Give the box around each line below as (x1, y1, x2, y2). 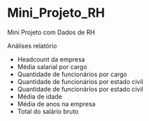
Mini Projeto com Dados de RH (7, 28, 95, 36)
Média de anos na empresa (17, 99, 96, 108)
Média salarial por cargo (17, 62, 88, 71)
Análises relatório (7, 41, 57, 50)
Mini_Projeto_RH (7, 5, 105, 21)
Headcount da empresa (17, 55, 86, 64)
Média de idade (17, 92, 63, 101)
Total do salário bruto (17, 107, 79, 115)
